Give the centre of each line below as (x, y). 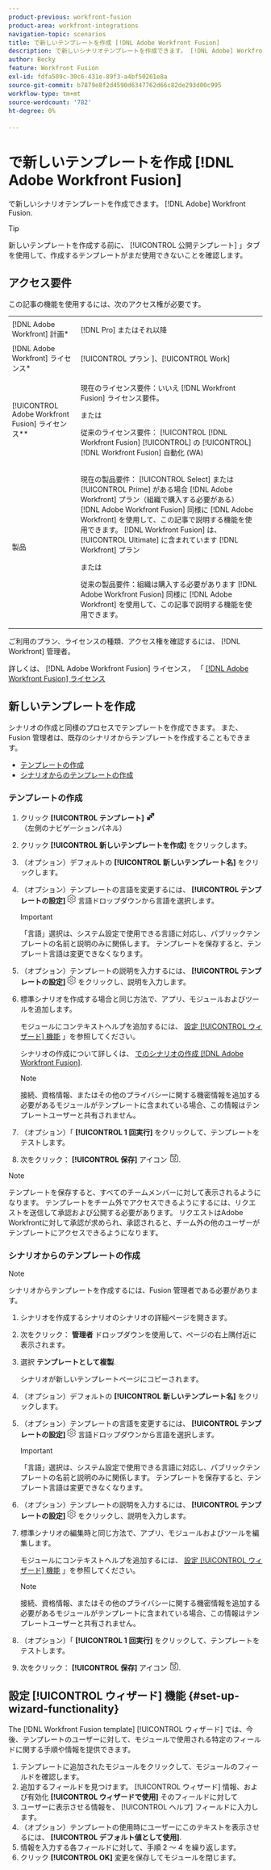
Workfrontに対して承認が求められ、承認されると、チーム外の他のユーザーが (134, 1222)
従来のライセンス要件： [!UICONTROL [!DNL (154, 433)
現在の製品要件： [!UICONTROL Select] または (157, 480)
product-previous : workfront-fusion (70, 17)
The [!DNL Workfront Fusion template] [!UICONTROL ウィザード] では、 (127, 1730)
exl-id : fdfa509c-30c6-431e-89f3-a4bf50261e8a (88, 77)
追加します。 (55, 1008)
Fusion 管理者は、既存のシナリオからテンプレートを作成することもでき (126, 737)
